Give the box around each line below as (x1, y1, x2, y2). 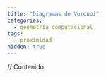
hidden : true (7, 43, 46, 50)
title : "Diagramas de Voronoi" (7, 10, 100, 18)
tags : (7, 30, 23, 37)
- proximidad (13, 37, 52, 44)
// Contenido (7, 63, 45, 71)
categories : (7, 17, 42, 24)
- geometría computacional (13, 23, 93, 30)
